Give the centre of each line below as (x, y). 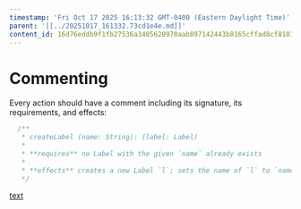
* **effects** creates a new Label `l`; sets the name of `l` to (146, 171)
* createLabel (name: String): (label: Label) (110, 138)
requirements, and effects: (58, 113)
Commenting (59, 78)
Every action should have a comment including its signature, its (126, 103)
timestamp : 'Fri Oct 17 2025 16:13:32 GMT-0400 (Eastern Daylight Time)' (150, 17)
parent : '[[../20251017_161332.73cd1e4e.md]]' (98, 26)
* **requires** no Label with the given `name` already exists (142, 154)
